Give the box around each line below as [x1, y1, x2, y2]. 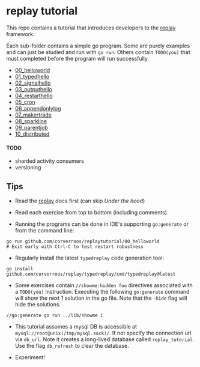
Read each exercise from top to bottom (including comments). [14, 208, 169, 216]
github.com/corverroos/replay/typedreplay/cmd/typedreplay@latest [6, 271, 176, 277]
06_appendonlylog [14, 105, 61, 112]
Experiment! [14, 353, 45, 361]
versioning [14, 164, 41, 171]
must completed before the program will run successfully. [6, 55, 149, 62]
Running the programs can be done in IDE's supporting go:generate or [14, 220, 189, 228]
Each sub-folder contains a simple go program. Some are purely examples [6, 42, 190, 49]
